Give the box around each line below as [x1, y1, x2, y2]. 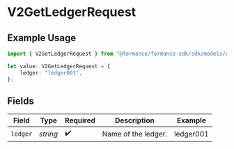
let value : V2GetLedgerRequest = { [7, 63, 111, 70]
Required [65, 116, 96, 125]
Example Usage [7, 32, 77, 44]
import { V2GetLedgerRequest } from [7, 50, 114, 57]
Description [114, 116, 155, 125]
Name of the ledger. [102, 129, 168, 139]
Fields [7, 95, 35, 107]
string [39, 129, 58, 139]
